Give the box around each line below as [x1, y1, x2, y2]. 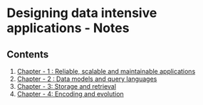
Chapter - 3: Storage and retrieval [16, 82, 117, 90]
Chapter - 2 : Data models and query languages [16, 74, 157, 83]
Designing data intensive [6, 5, 157, 21]
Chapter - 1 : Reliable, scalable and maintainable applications [16, 67, 196, 75]
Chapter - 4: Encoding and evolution [16, 90, 124, 98]
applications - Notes [6, 20, 130, 36]
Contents [6, 48, 49, 60]
